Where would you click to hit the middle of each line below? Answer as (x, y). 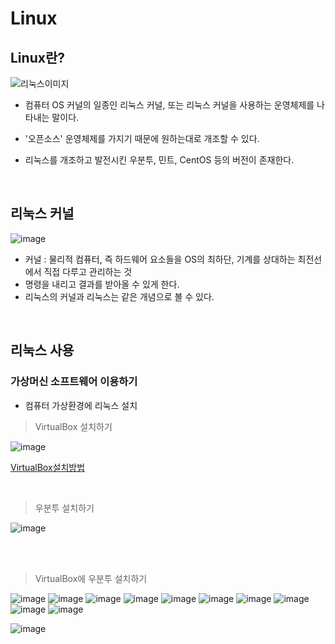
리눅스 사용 (42, 350)
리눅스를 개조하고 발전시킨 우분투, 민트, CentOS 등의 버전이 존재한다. (159, 160)
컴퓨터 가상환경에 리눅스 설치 (81, 405)
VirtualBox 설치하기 (73, 426)
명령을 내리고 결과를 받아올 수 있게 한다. (102, 284)
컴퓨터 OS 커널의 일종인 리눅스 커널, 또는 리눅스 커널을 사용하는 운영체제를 (169, 105)
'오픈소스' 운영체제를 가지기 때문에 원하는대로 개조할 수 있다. (142, 138)
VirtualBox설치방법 (48, 467)
